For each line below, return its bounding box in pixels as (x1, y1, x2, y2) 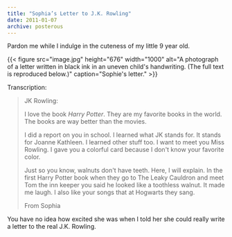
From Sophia (24, 202, 61, 210)
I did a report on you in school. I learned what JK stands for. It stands (24, 131, 222, 139)
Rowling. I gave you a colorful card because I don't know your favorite (24, 146, 224, 154)
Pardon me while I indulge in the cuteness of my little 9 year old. (7, 42, 190, 50)
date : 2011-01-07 (7, 17, 57, 23)
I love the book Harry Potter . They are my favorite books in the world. (24, 110, 222, 118)
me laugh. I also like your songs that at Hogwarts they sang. (24, 188, 195, 197)
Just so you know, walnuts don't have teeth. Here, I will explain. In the (24, 167, 223, 175)
